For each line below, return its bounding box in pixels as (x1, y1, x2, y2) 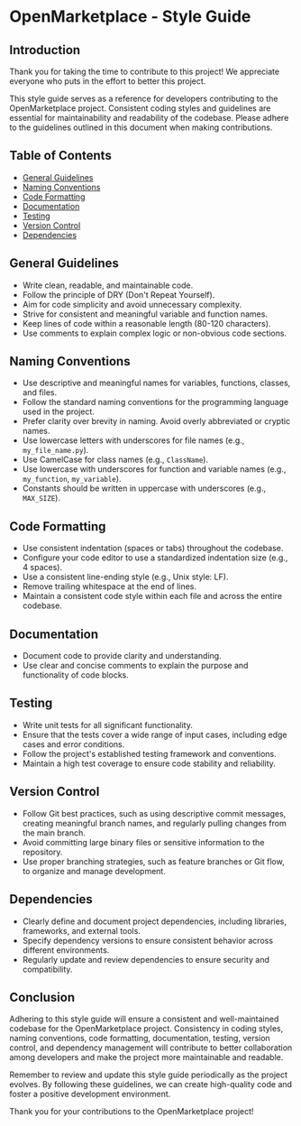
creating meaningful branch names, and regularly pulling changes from (22, 817, 287, 828)
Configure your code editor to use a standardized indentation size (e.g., (22, 552, 288, 563)
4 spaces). (22, 562, 63, 573)
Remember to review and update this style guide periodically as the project (9, 1069, 288, 1080)
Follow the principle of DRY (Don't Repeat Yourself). (22, 289, 215, 300)
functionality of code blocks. (22, 669, 129, 680)
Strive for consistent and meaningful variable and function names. (22, 309, 269, 319)
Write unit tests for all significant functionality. (22, 719, 194, 730)
